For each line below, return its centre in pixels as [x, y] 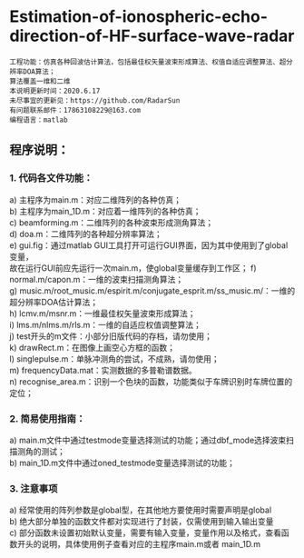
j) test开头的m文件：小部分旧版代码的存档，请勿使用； [111, 336]
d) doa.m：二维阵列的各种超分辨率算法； [86, 234]
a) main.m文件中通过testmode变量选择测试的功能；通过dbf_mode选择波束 [148, 440]
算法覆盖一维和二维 [40, 81]
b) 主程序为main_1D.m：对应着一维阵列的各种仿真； [105, 211]
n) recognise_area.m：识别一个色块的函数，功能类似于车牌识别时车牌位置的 [151, 381]
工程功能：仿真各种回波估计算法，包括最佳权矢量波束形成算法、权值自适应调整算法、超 [148, 62]
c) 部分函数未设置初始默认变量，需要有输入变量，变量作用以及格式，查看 [145, 533]
